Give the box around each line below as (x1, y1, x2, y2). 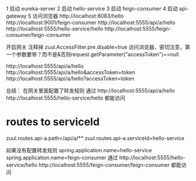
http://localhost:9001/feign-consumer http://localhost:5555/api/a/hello (6, 19, 176, 26)
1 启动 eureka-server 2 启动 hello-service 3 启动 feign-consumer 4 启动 (6, 5, 178, 12)
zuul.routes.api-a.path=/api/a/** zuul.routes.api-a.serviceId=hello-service (6, 134, 185, 142)
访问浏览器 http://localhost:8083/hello (32, 12, 124, 19)
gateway (6, 12, 27, 19)
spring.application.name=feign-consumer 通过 (6, 154, 118, 161)
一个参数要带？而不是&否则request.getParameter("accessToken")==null (6, 51, 179, 57)
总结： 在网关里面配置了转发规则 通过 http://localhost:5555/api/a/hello (6, 87, 176, 94)
